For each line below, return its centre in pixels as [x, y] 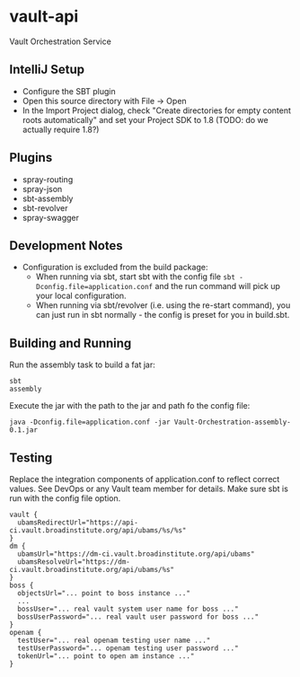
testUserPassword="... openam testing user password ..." [128, 648]
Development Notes [66, 246]
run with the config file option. [65, 498]
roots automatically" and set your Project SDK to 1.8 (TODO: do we [145, 119]
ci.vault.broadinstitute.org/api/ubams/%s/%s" [98, 531]
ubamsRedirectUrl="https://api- [78, 523]
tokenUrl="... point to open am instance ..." [106, 656]
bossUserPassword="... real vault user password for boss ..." [138, 617]
